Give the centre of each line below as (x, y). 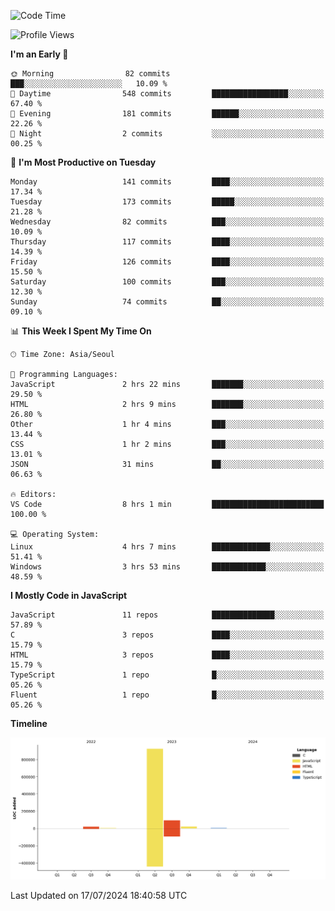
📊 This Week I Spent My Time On (81, 331)
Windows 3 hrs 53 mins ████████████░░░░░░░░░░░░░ (167, 567)
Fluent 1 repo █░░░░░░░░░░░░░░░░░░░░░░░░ (167, 695)
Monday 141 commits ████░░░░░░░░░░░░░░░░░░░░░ (167, 182)
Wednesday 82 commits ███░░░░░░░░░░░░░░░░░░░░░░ (167, 222)
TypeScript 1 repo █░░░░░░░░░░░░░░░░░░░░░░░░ (167, 675)
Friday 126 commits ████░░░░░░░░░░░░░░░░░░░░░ (167, 262)
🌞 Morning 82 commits (90, 74)
